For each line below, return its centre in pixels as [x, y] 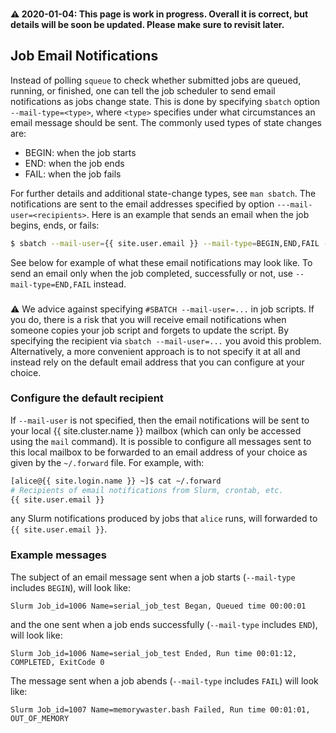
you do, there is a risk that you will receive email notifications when [148, 319]
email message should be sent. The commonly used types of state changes [166, 122]
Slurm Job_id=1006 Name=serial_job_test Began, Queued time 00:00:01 [158, 606]
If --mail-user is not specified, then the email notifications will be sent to [160, 420]
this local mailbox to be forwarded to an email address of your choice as [159, 452]
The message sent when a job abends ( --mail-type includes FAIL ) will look [164, 680]
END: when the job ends [74, 163]
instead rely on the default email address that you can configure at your [157, 362]
